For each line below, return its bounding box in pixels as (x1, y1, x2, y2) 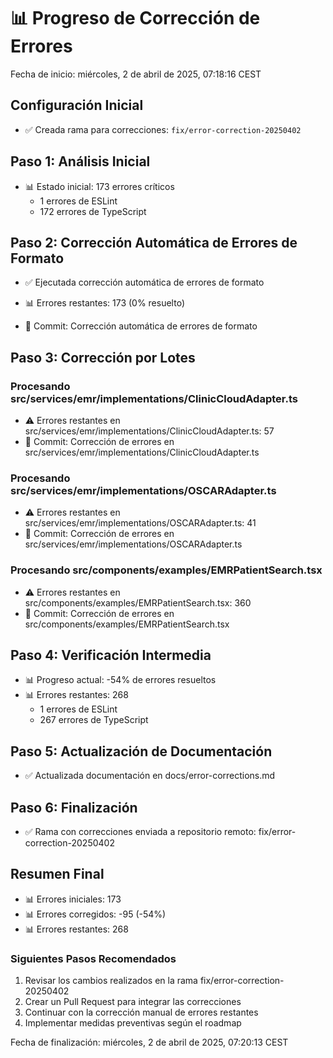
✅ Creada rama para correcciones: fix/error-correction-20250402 (24, 123, 302, 135)
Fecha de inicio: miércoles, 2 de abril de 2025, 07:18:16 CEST (10, 68, 262, 80)
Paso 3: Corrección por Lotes (10, 349, 196, 366)
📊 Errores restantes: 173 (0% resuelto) (24, 297, 185, 309)
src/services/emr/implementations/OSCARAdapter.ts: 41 (24, 517, 257, 529)
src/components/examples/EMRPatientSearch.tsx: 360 (24, 596, 252, 609)
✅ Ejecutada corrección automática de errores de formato (24, 276, 265, 289)
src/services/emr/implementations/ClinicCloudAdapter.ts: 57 (24, 425, 275, 437)
